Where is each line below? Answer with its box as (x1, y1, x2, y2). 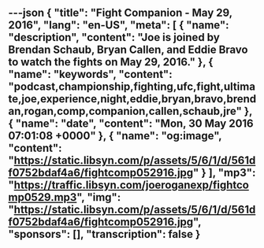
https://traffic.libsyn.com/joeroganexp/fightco (13, 179, 250, 192)
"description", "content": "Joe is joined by (8, 31, 221, 44)
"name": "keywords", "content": (8, 68, 173, 81)
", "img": (76, 191, 121, 204)
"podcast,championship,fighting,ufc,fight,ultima (8, 80, 256, 94)
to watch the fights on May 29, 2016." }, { (8, 55, 214, 69)
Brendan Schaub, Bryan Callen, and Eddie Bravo (8, 43, 248, 57)
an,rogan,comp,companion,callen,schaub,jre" (8, 105, 243, 118)
